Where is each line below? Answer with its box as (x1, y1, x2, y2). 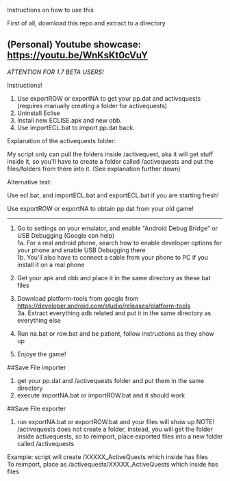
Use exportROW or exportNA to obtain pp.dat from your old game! (7, 204, 194, 212)
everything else (16, 316, 62, 324)
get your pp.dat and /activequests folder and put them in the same (16, 376, 205, 384)
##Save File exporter (7, 404, 66, 412)
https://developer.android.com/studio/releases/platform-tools (16, 301, 191, 310)
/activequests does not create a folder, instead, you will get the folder (16, 425, 214, 433)
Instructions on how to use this (7, 6, 94, 14)
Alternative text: (7, 177, 52, 186)
